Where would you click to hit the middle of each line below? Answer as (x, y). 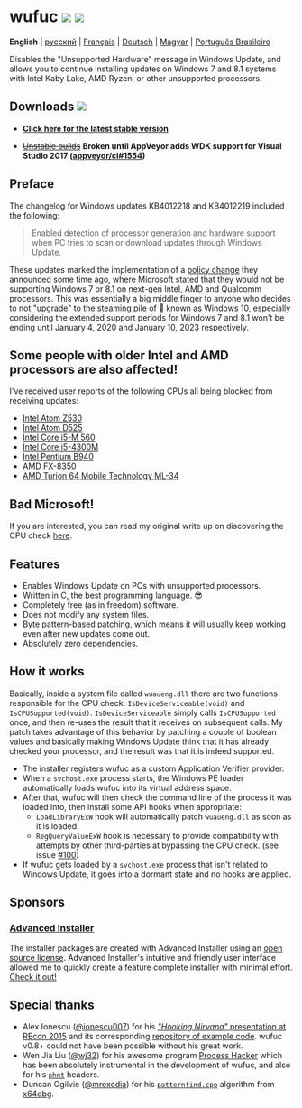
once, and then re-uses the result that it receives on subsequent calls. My (146, 722)
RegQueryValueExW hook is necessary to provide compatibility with (157, 835)
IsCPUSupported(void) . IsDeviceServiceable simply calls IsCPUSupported (143, 712)
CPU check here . (41, 535)
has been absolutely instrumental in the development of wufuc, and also (156, 1065)
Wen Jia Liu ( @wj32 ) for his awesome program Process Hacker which (152, 1056)
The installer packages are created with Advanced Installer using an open (146, 948)
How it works (47, 671)
